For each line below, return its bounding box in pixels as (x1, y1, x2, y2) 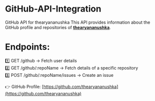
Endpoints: (5, 42, 50, 53)
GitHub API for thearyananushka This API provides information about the (5, 19, 151, 25)
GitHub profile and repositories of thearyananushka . (5, 24, 111, 30)
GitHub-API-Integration (5, 3, 102, 14)
